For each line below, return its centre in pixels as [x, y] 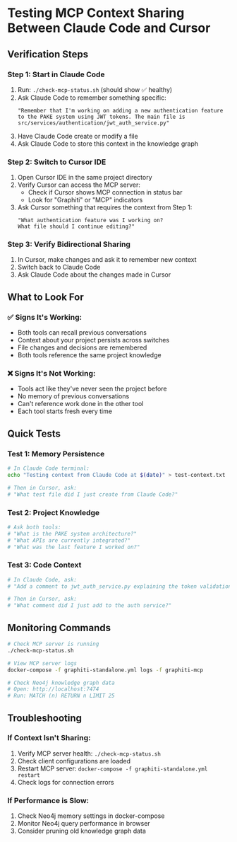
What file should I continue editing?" [76, 227]
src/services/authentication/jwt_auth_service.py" [93, 123]
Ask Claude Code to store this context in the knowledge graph [108, 144]
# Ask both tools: [34, 527]
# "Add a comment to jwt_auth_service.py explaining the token [102, 586]
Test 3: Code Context [44, 565]
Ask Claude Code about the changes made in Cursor [94, 275]
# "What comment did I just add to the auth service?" [90, 606]
